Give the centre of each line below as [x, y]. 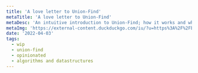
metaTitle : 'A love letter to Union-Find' [59, 17]
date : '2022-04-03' [30, 34]
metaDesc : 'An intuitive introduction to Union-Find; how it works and [96, 22]
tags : [13, 39]
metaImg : [17, 28]
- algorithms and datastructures [52, 61]
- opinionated [29, 55]
